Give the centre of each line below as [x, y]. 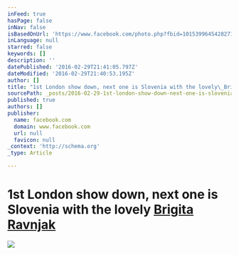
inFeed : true [27, 14]
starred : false [30, 47]
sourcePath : [25, 93]
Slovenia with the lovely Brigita [101, 210]
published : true [31, 100]
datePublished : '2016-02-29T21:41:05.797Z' [73, 67]
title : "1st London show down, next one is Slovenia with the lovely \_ [116, 87]
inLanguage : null [33, 41]
